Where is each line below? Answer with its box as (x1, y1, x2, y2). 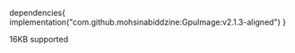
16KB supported (9, 34, 69, 44)
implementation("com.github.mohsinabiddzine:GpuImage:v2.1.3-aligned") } (9, 17, 287, 27)
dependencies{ (9, 8, 65, 18)
